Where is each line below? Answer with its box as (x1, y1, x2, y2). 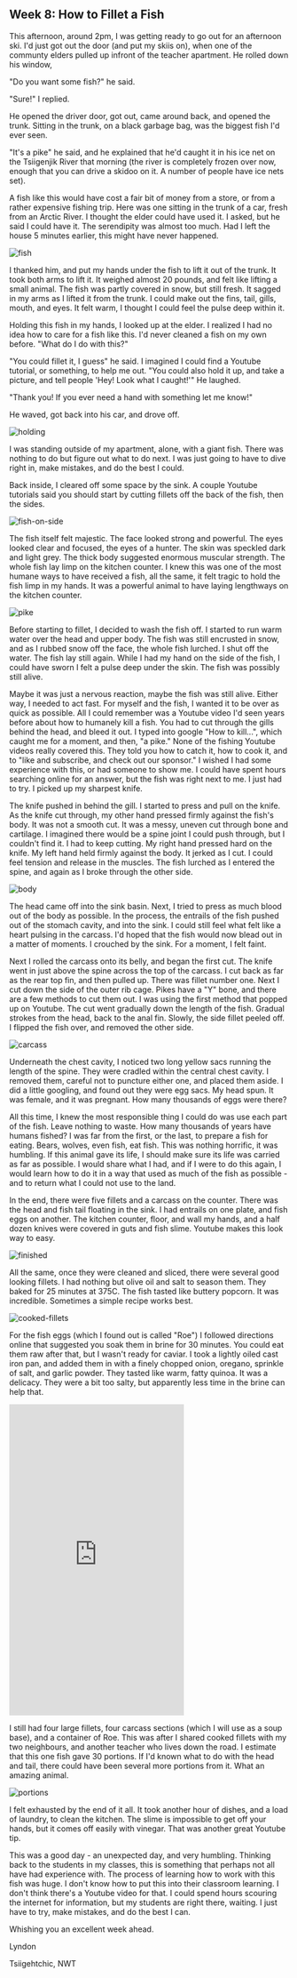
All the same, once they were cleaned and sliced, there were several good (9, 1267, 279, 1277)
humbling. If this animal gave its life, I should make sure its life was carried (9, 1149, 281, 1159)
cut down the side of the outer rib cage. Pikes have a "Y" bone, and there (9, 984, 277, 995)
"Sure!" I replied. (9, 93, 70, 104)
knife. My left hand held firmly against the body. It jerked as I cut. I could (9, 847, 273, 858)
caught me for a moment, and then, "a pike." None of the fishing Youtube (9, 735, 277, 746)
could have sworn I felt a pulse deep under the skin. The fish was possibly (9, 661, 280, 672)
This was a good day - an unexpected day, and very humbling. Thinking (9, 1849, 271, 1861)
